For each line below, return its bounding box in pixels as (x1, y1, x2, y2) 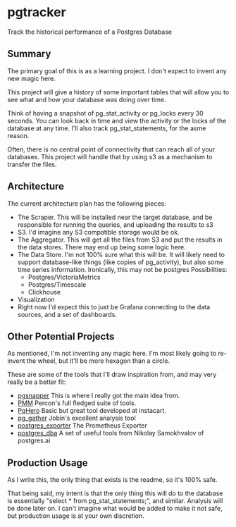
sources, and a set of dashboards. (17, 310, 118, 318)
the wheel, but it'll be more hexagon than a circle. (27, 356, 170, 365)
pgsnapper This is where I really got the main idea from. (17, 392, 180, 400)
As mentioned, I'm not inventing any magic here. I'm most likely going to (7, 349, 217, 358)
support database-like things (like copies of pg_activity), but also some (17, 258, 224, 266)
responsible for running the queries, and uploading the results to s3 (17, 220, 213, 229)
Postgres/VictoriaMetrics (27, 273, 101, 281)
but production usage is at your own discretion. (7, 512, 144, 520)
